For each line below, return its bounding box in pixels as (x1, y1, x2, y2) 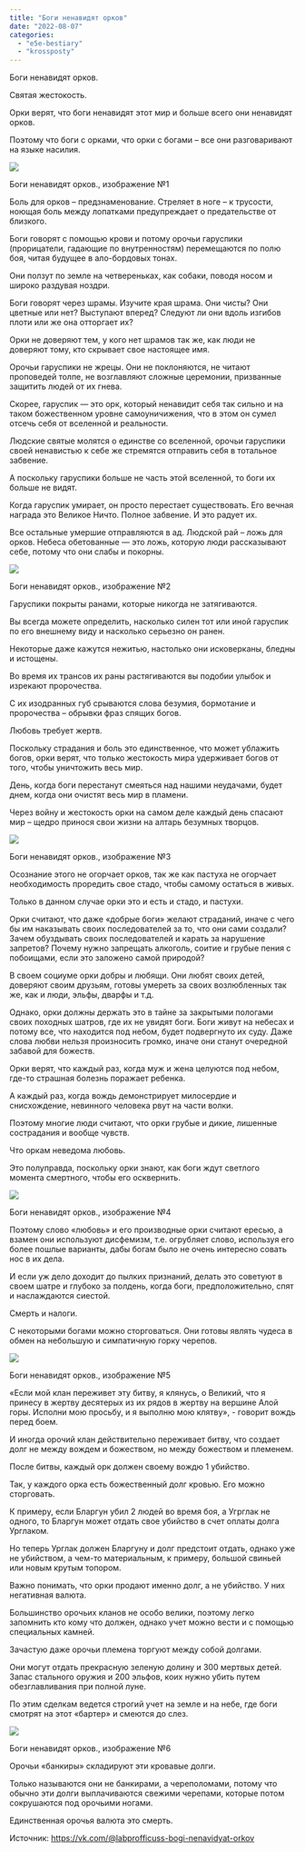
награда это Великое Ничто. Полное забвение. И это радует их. (9, 510, 258, 521)
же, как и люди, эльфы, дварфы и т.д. (9, 990, 154, 1001)
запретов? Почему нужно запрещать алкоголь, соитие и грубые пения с (9, 942, 291, 954)
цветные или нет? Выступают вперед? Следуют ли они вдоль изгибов (9, 307, 281, 318)
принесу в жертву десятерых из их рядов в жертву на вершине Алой (9, 1397, 279, 1409)
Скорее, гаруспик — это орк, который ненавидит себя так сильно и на (9, 399, 284, 410)
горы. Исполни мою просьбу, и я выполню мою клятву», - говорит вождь (9, 1407, 296, 1418)
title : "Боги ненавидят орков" (9, 13, 128, 23)
